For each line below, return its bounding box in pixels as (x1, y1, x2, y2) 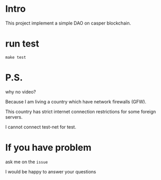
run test (5, 38, 39, 50)
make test (5, 55, 27, 60)
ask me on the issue (5, 159, 48, 165)
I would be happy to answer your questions (5, 168, 96, 174)
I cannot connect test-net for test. (5, 124, 77, 130)
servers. (5, 114, 23, 120)
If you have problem (5, 142, 92, 153)
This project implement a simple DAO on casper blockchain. (5, 20, 131, 26)
